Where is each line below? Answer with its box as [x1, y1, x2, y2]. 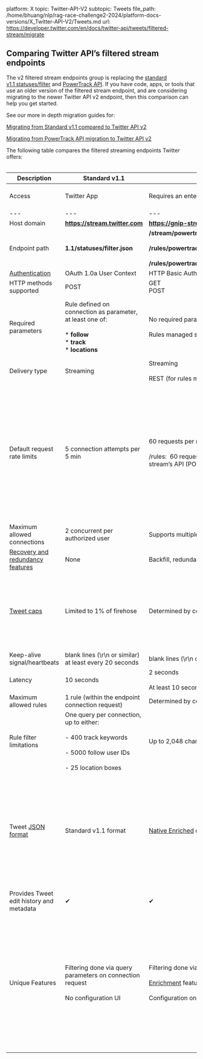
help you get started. [6, 99, 59, 107]
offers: [6, 153, 23, 160]
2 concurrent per [65, 526, 114, 535]
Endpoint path [9, 244, 50, 252]
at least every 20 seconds [65, 658, 139, 666]
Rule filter [9, 733, 37, 742]
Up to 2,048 [149, 737, 183, 745]
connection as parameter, [65, 307, 138, 316]
